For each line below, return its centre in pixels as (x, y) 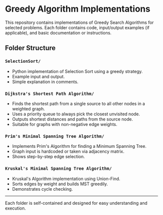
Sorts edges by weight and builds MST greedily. (60, 184)
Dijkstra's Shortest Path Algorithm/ (50, 94)
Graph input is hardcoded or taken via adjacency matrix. (68, 151)
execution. (16, 208)
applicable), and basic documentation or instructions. (58, 33)
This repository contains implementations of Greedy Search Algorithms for (80, 22)
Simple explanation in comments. (45, 82)
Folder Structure (30, 48)
